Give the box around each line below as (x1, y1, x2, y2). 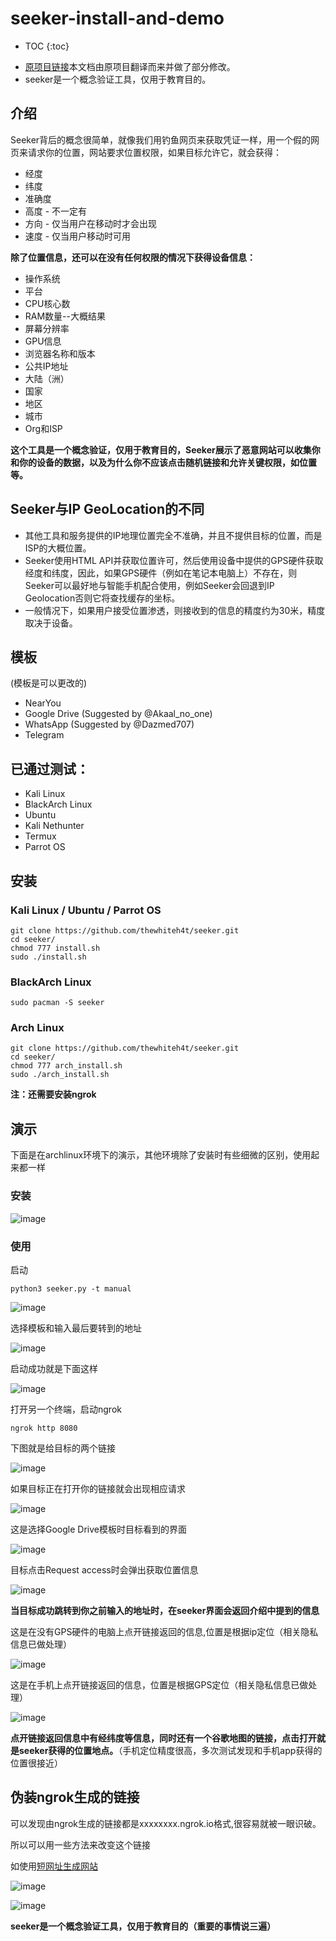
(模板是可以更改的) (10, 677, 88, 689)
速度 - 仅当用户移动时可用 (24, 230, 132, 242)
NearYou (24, 697, 62, 709)
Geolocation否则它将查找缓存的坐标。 (24, 592, 181, 604)
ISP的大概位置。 (24, 542, 92, 554)
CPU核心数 (24, 297, 71, 309)
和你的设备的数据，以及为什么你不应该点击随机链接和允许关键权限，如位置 (10, 456, 317, 468)
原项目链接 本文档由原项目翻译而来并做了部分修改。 (24, 60, 236, 72)
